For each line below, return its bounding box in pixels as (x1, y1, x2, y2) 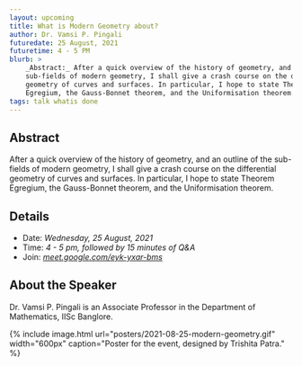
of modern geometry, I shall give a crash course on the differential (31, 164, 277, 174)
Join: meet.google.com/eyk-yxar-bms (22, 252, 164, 262)
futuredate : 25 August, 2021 (9, 38, 119, 48)
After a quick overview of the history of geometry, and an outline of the (9, 154, 272, 165)
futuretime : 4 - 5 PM (9, 47, 91, 56)
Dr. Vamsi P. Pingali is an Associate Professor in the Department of (9, 301, 256, 312)
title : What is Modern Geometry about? (9, 22, 159, 31)
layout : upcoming (9, 13, 75, 22)
